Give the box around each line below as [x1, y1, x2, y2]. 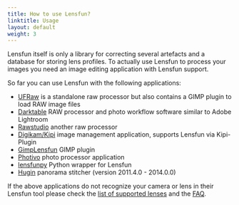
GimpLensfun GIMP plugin [17, 145, 96, 154]
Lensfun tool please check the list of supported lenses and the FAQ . [7, 189, 207, 198]
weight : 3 [7, 30, 37, 38]
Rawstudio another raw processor [17, 122, 118, 132]
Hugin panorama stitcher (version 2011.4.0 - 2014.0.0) [17, 168, 176, 177]
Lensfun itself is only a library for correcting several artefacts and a [7, 50, 205, 58]
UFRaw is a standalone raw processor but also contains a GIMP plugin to [17, 93, 232, 101]
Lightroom [17, 115, 49, 124]
